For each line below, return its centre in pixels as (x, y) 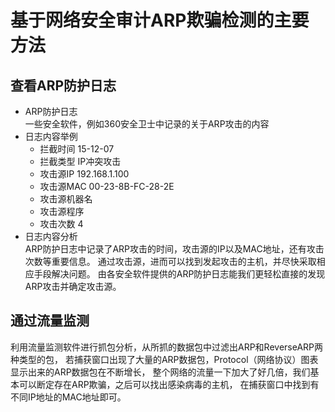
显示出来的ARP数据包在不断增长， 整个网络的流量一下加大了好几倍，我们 (160, 372)
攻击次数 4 (61, 224)
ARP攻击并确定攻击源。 (73, 286)
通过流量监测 (50, 321)
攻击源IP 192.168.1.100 (84, 174)
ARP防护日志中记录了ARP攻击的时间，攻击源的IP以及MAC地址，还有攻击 (174, 249)
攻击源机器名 (66, 199)
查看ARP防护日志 (63, 85)
